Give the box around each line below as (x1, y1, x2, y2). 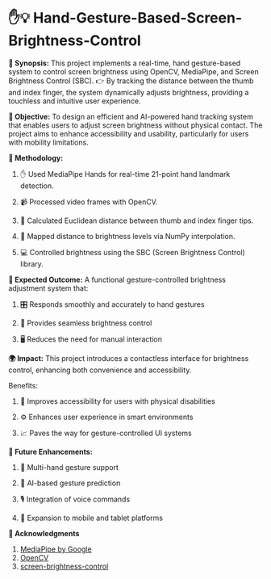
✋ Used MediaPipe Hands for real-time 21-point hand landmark (19, 169, 231, 178)
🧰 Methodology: (8, 153, 64, 162)
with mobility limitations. (8, 137, 89, 147)
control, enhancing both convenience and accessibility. (8, 365, 192, 375)
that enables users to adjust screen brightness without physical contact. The (8, 120, 263, 130)
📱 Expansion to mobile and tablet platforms (19, 513, 164, 522)
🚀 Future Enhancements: (8, 447, 93, 456)
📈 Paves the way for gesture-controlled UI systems (19, 428, 192, 438)
